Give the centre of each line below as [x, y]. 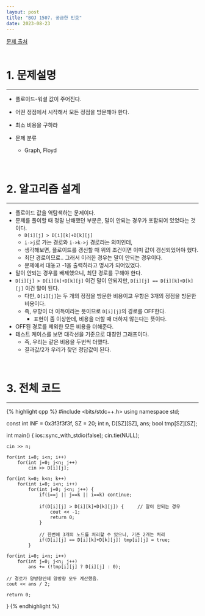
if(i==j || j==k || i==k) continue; [85, 495]
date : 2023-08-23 [28, 23]
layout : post [23, 12]
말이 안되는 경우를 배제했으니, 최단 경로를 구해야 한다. [78, 273]
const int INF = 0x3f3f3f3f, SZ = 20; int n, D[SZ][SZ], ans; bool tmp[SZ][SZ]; [102, 424]
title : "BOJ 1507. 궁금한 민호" [44, 18]
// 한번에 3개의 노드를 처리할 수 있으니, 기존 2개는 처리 [102, 535]
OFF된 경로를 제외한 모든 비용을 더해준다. [64, 327]
